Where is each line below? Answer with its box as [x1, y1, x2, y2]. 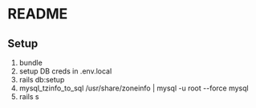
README [7, 5, 68, 23]
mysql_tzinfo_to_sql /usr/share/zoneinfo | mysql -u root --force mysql [18, 83, 250, 93]
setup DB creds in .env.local [18, 66, 112, 76]
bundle [18, 58, 43, 67]
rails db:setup [18, 75, 65, 84]
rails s [18, 92, 39, 101]
